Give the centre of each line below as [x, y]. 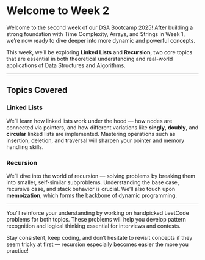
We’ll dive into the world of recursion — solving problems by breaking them [101, 176]
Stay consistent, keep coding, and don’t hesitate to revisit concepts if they [99, 237]
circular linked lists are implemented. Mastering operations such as [91, 134]
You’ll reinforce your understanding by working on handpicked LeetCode [98, 213]
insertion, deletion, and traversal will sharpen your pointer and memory [95, 140]
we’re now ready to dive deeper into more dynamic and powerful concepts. [101, 40]
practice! [17, 250]
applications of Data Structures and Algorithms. [66, 65]
